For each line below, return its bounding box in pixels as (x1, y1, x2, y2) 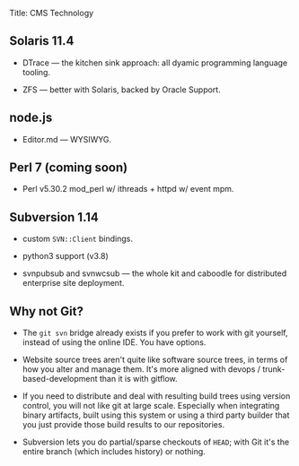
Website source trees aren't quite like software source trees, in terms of (22, 354, 288, 366)
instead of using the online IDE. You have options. (22, 337, 207, 348)
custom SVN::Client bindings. (22, 233, 133, 245)
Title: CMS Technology (9, 8, 94, 18)
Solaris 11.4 (9, 33, 75, 48)
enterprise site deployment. (22, 278, 125, 289)
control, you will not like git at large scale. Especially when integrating (22, 401, 280, 411)
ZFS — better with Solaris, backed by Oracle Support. (22, 84, 222, 95)
